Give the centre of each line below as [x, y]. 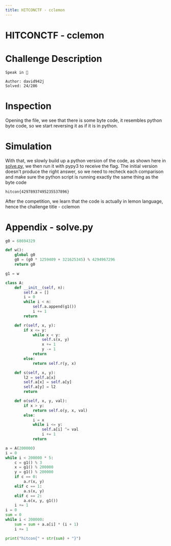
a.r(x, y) [34, 482]
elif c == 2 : [28, 496]
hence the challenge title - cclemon [43, 206]
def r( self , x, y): [35, 325]
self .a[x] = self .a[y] [48, 382]
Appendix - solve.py [49, 227]
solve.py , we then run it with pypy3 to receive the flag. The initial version [81, 166]
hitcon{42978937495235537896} [38, 192]
